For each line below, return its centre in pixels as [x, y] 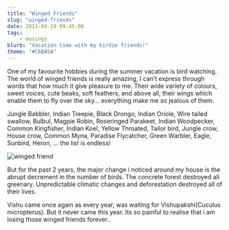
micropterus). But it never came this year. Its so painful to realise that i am [111, 212]
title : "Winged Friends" [43, 13]
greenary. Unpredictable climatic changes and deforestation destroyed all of [115, 184]
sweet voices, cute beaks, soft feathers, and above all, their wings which [110, 93]
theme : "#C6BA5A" [32, 52]
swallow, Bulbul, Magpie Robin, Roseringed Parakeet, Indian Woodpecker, [111, 121]
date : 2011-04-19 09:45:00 [46, 26]
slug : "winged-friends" [41, 20]
